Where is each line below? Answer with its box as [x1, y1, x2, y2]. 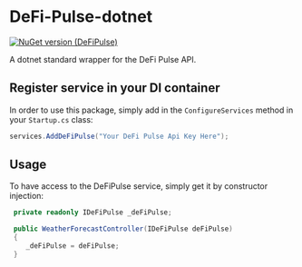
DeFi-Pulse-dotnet [9, 6, 153, 27]
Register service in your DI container [9, 80, 220, 96]
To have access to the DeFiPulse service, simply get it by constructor [9, 181, 268, 192]
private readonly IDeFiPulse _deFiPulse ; [13, 208, 172, 217]
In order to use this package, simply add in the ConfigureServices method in [9, 104, 294, 115]
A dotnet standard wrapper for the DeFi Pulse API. [9, 54, 197, 64]
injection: [9, 191, 44, 202]
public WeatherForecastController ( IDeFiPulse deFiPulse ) [13, 224, 233, 233]
